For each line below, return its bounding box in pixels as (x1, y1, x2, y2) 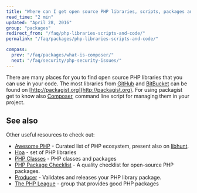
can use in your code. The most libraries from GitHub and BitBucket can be (6, 80, 188, 87)
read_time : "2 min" (6, 14, 54, 20)
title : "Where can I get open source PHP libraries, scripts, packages (6, 8, 185, 15)
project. (6, 98, 25, 106)
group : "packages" (6, 25, 51, 31)
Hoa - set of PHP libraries (14, 149, 77, 156)
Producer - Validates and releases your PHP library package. (14, 174, 162, 181)
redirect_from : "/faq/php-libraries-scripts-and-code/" (6, 31, 145, 36)
